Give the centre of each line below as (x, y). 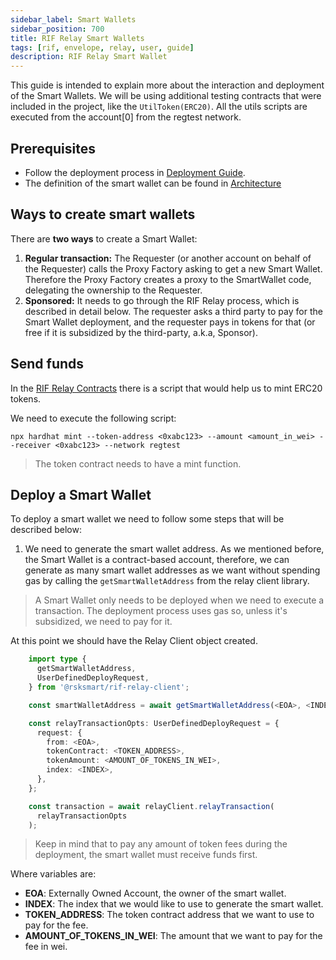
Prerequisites (53, 148)
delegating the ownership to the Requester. (113, 290)
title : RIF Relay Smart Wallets (77, 38)
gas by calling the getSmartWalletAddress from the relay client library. (167, 581)
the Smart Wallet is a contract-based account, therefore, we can (157, 560)
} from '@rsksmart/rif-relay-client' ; (109, 687)
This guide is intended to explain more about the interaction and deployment (167, 85)
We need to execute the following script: (93, 418)
